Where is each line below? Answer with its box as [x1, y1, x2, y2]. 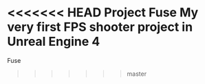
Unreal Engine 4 [7, 34, 100, 49]
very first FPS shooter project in [7, 19, 193, 35]
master [127, 70, 147, 78]
